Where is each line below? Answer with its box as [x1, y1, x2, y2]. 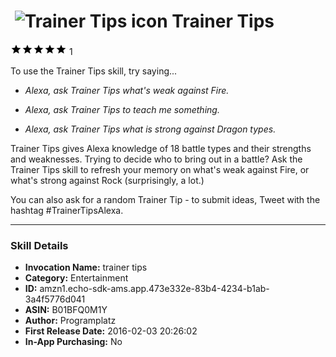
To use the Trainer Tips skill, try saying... [10, 65, 178, 77]
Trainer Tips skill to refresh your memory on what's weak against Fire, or [10, 163, 310, 175]
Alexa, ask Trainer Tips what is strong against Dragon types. [24, 123, 277, 135]
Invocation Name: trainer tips [24, 261, 148, 274]
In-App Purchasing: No [24, 336, 123, 348]
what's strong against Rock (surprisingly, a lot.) [10, 174, 205, 186]
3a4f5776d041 [24, 293, 86, 305]
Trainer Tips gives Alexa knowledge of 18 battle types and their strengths [10, 142, 312, 154]
